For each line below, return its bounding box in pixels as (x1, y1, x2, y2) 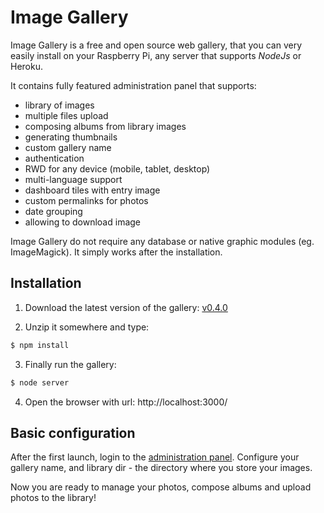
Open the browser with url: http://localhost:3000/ (24, 396, 228, 408)
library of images (24, 99, 95, 111)
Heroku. (10, 60, 43, 72)
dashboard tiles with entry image (24, 184, 161, 196)
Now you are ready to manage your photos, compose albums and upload (10, 481, 312, 493)
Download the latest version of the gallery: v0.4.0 (24, 301, 228, 313)
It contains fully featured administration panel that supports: (10, 79, 257, 91)
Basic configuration (10, 424, 136, 441)
